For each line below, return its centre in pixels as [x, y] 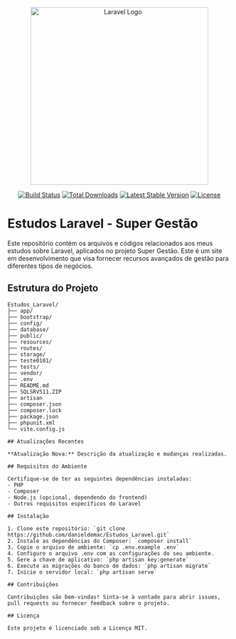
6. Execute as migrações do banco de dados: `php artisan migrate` [109, 566]
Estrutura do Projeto [53, 288]
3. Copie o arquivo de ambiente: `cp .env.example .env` [93, 547]
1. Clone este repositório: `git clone [66, 528]
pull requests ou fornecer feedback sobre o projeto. [89, 603]
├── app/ [20, 311]
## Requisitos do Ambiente [47, 466]
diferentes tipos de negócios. [50, 266]
